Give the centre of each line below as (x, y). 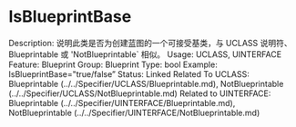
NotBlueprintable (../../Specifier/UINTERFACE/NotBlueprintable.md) (134, 112)
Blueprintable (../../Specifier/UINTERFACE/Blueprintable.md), (122, 103)
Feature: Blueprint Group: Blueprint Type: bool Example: (113, 64)
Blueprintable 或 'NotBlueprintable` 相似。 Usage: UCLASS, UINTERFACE (145, 54)
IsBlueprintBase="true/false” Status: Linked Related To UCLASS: (129, 73)
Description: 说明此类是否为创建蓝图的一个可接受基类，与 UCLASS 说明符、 (150, 43)
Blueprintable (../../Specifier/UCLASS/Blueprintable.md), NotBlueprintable (146, 83)
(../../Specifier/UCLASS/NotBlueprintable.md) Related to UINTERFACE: (140, 93)
